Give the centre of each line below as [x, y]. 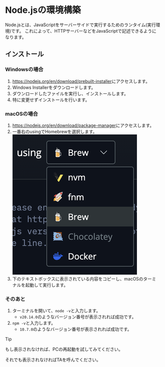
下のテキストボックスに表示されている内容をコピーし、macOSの [78, 279]
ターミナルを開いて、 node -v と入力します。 [56, 311]
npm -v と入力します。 [34, 323]
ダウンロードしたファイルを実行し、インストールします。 [70, 93]
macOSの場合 [22, 114]
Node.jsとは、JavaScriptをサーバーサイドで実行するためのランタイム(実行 [81, 25]
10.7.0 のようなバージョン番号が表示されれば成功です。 [76, 329]
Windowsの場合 [24, 70]
